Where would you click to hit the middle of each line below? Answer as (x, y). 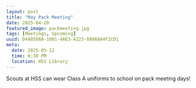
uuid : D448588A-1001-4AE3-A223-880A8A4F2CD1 (62, 39)
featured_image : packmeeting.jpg (48, 28)
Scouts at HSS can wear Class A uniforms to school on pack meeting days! (99, 78)
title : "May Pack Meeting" (40, 17)
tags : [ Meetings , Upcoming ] (41, 34)
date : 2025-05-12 (33, 51)
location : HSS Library (40, 61)
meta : (13, 45)
